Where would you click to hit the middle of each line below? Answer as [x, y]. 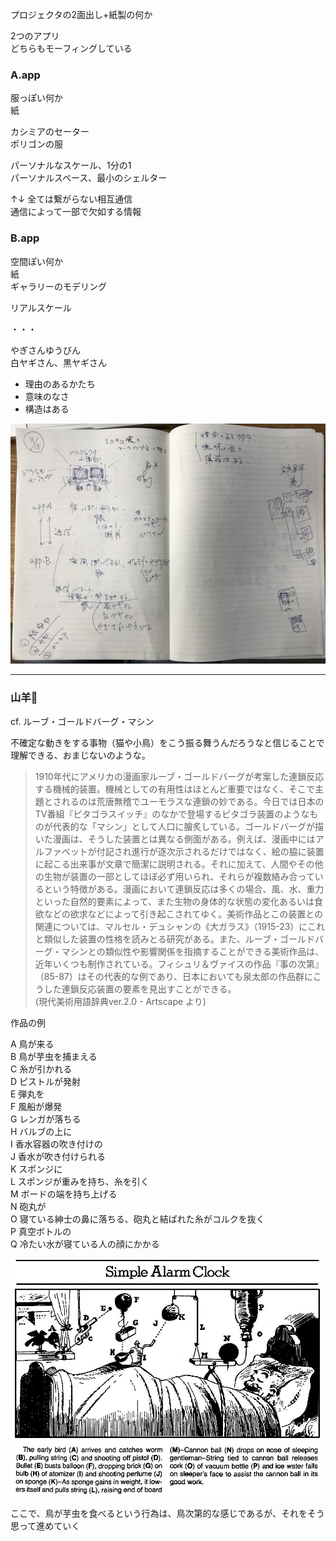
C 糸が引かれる [41, 1069]
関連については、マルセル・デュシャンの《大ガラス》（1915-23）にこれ [180, 926]
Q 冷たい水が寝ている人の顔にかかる [85, 1244]
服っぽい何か [36, 98]
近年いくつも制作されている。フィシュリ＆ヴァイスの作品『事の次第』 [179, 964]
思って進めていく [45, 1526]
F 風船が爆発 [36, 1106]
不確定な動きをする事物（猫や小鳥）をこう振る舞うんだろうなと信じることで [167, 742]
